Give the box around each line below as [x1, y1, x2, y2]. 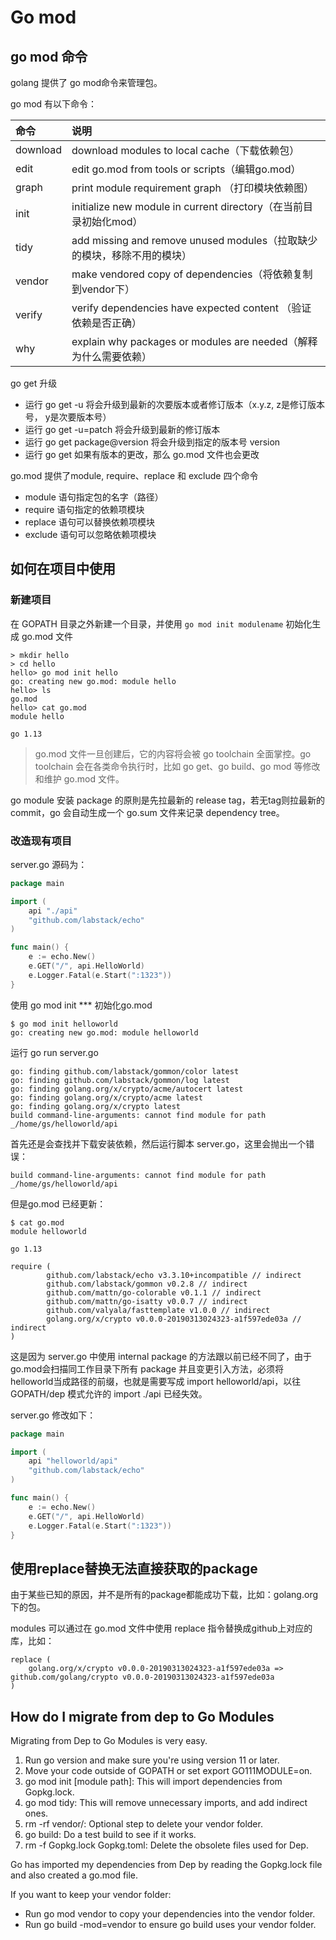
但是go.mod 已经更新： [10, 1197, 107, 1210]
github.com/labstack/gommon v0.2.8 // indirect [46, 1279, 248, 1289]
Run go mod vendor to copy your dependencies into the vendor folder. [24, 1908, 316, 1920]
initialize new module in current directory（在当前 [71, 200, 303, 213]
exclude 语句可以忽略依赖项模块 [24, 529, 157, 540]
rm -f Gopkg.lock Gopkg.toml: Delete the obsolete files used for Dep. [24, 1839, 309, 1851]
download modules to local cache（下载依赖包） [71, 144, 300, 157]
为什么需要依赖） [71, 350, 153, 363]
